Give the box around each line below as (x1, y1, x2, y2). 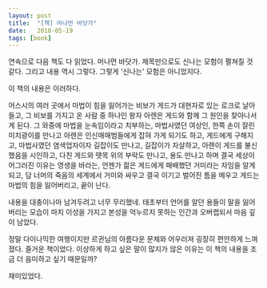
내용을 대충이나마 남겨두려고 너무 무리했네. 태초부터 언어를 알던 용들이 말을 (8, 197, 241, 207)
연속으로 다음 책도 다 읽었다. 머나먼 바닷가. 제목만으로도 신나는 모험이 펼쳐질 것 (8, 57, 253, 66)
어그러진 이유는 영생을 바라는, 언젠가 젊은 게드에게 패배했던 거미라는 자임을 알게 (8, 160, 256, 170)
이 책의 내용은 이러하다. (8, 84, 82, 93)
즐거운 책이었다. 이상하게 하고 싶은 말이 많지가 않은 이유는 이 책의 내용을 (25, 244, 249, 254)
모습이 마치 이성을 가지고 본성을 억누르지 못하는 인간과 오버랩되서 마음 (29, 207, 248, 217)
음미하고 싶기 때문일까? (25, 254, 98, 264)
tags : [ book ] (8, 34, 52, 42)
